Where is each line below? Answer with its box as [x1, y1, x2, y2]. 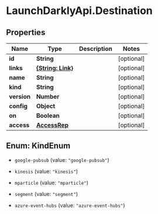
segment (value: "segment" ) [14, 190, 78, 197]
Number [36, 92, 60, 101]
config [9, 102, 28, 110]
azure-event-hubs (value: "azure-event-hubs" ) [14, 202, 125, 209]
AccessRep [36, 121, 69, 129]
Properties [6, 27, 46, 37]
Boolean [36, 112, 60, 119]
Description [78, 45, 112, 53]
